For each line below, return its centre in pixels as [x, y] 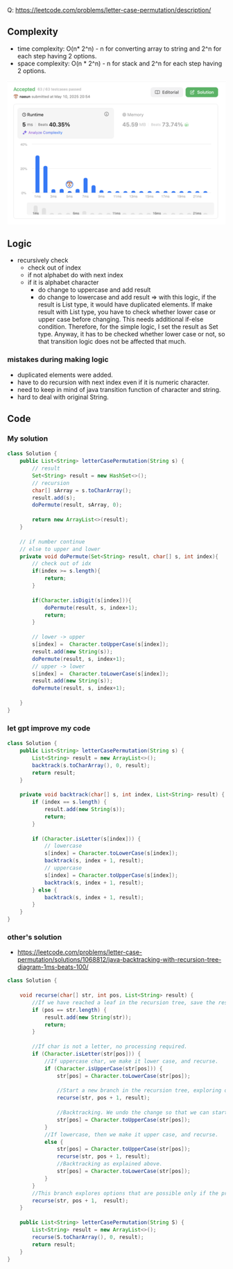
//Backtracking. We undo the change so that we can [133, 1113]
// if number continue [52, 541]
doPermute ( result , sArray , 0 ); [77, 505]
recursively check [43, 261]
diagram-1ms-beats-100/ [53, 967]
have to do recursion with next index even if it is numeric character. [113, 382]
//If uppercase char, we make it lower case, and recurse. [131, 1061]
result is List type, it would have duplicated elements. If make [125, 304]
